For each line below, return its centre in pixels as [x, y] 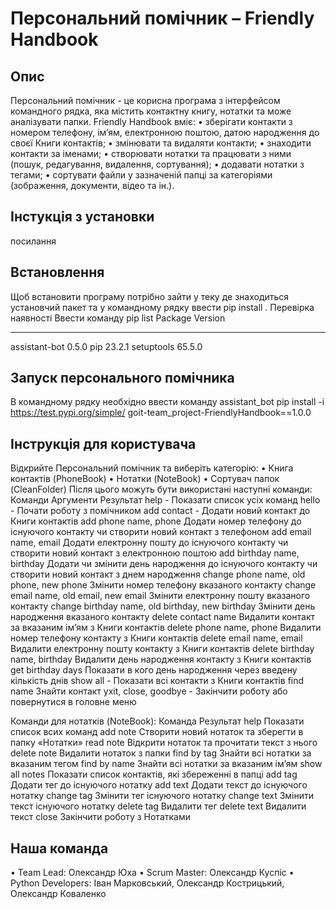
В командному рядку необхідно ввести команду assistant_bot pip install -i [167, 402]
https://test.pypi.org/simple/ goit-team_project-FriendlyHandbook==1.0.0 [161, 413]
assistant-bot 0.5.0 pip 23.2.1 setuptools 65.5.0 [106, 346]
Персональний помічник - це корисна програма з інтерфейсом [145, 100]
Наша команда [59, 848]
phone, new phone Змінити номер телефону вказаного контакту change [163, 585]
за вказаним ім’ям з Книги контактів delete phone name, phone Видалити [166, 628]
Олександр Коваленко [58, 894]
